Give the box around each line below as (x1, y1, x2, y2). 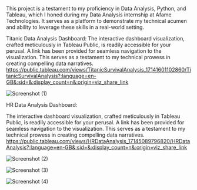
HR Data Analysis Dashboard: (6, 101, 78, 108)
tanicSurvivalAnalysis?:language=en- (6, 73, 96, 79)
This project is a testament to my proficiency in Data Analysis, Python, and (6, 5, 186, 12)
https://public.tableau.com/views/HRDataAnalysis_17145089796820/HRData (6, 138, 191, 144)
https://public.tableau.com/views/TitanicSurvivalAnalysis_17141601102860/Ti (6, 66, 191, 73)
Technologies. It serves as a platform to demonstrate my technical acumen (6, 18, 187, 24)
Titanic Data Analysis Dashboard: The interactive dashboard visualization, (6, 35, 185, 42)
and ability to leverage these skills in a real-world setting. (6, 23, 145, 30)
